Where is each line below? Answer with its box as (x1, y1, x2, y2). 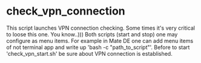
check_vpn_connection (6, 4, 125, 18)
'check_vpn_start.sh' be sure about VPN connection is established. (6, 50, 173, 57)
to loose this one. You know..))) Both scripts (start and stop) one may (6, 30, 178, 38)
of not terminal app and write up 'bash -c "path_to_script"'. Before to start (6, 44, 190, 51)
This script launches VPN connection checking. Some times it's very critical (6, 24, 196, 31)
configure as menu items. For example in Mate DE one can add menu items (6, 37, 194, 44)
